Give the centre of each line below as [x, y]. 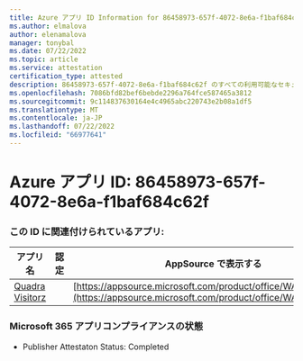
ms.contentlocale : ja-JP [56, 118]
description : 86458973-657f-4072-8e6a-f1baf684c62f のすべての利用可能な [143, 85]
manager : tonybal [42, 43]
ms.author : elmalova [48, 26]
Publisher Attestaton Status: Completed [96, 347]
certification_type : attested [66, 77]
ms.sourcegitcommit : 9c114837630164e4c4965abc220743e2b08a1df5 [131, 101]
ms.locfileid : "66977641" [58, 135]
